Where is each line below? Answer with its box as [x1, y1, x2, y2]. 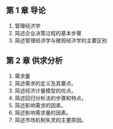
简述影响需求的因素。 [14, 101, 66, 108]
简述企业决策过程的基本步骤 [14, 29, 82, 36]
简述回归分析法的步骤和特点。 [14, 94, 87, 101]
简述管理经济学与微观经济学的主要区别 [14, 37, 107, 44]
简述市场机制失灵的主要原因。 [14, 116, 87, 123]
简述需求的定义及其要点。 [14, 80, 77, 87]
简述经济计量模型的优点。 [14, 87, 77, 94]
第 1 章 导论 [6, 5, 46, 16]
